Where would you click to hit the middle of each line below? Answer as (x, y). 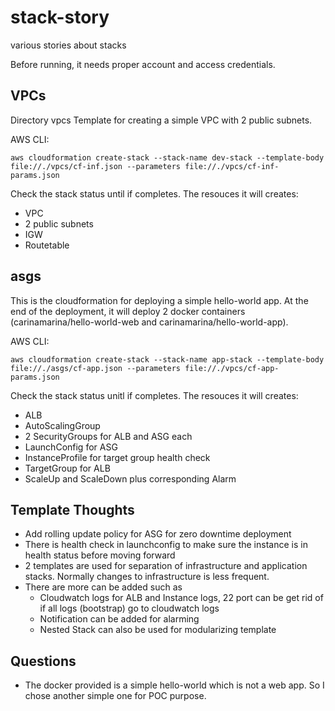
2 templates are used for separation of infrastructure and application (166, 566)
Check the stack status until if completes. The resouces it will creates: (154, 193)
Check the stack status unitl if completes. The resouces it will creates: (154, 395)
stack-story (60, 17)
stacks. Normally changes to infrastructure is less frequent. (147, 577)
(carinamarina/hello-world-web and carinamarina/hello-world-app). (149, 322)
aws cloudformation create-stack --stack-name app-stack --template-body (167, 359)
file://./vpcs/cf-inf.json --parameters (96, 166)
